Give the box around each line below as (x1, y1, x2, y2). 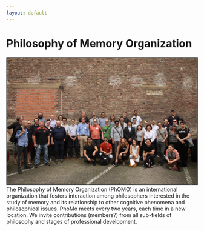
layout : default (6, 10, 47, 16)
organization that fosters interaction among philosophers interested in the (6, 192, 190, 199)
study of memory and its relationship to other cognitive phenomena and (6, 199, 185, 206)
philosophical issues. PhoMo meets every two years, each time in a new (6, 205, 186, 212)
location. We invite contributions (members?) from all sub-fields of (6, 212, 172, 219)
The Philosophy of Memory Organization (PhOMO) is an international (6, 186, 178, 193)
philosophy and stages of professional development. (6, 218, 137, 226)
